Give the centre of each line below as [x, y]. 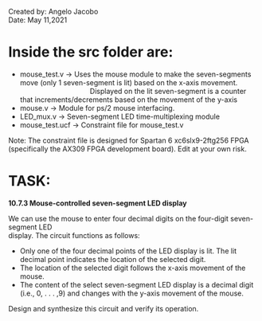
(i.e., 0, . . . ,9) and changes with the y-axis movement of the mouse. [132, 293]
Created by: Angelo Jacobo [53, 12]
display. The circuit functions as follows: [74, 235]
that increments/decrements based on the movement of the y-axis [128, 100]
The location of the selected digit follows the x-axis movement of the [133, 268]
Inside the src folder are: [91, 52]
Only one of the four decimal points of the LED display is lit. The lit [128, 251]
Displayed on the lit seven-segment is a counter [168, 91]
